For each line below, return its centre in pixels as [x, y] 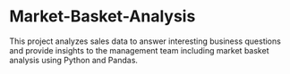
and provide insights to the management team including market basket [139, 50]
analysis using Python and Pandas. [74, 60]
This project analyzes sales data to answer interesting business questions [145, 41]
